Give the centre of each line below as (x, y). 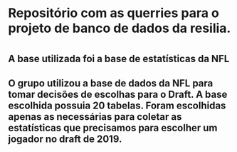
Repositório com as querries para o (114, 13)
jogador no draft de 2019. (65, 139)
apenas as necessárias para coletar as (95, 117)
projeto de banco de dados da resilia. (120, 28)
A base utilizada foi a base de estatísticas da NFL (119, 59)
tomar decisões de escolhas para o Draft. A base (118, 94)
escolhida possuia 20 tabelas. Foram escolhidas (117, 105)
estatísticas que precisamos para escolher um (113, 127)
